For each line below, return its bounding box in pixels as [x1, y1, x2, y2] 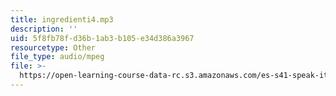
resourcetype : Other [10, 42, 97, 53]
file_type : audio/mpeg [10, 52, 105, 62]
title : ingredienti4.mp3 [10, 14, 114, 25]
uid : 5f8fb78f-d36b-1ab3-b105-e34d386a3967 [10, 33, 195, 43]
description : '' [10, 24, 78, 34]
